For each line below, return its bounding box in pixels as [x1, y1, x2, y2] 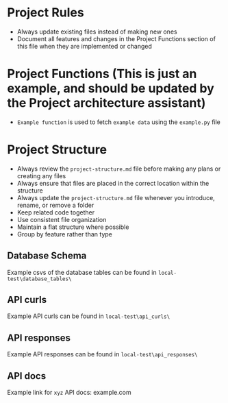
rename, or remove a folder [16, 201, 94, 209]
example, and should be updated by [7, 81, 214, 97]
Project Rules [7, 5, 84, 21]
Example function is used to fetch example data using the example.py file [16, 118, 221, 126]
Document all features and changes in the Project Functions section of [16, 34, 216, 42]
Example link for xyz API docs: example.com [7, 389, 131, 397]
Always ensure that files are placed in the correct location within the [16, 179, 210, 187]
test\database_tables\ [7, 276, 72, 282]
